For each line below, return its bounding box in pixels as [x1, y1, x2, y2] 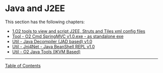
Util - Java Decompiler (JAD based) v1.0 [12, 38, 93, 44]
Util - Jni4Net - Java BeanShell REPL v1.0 [12, 44, 95, 49]
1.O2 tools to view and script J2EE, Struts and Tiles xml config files [12, 28, 146, 34]
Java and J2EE [5, 3, 65, 14]
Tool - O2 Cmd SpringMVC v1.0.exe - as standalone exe [12, 33, 124, 39]
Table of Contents [5, 62, 41, 68]
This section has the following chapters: [5, 19, 85, 25]
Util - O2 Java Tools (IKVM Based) [12, 49, 81, 55]
